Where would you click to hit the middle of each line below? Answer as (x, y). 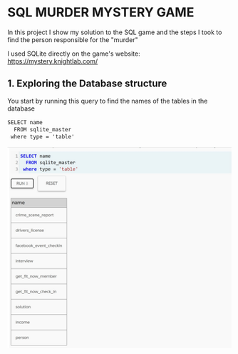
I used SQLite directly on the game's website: (74, 54)
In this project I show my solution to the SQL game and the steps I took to (115, 32)
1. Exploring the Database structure (87, 84)
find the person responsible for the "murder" (73, 39)
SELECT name (25, 122)
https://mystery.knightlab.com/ (53, 61)
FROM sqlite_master (43, 129)
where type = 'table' (42, 136)
